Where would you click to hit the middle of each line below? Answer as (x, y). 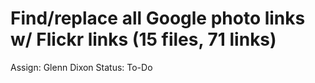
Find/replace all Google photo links (158, 18)
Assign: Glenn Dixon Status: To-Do (81, 67)
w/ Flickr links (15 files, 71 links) (143, 39)
